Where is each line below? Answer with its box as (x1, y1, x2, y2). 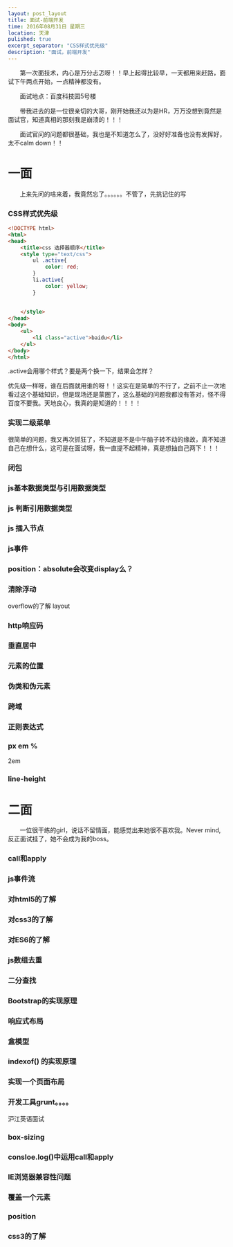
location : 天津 (8, 29, 50, 37)
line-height (8, 774, 46, 784)
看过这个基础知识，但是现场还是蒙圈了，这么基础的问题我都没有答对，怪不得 (8, 391, 226, 399)
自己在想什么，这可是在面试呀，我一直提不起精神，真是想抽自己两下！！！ (8, 444, 220, 452)
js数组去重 (8, 955, 43, 965)
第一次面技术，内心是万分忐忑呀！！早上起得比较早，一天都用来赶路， (19, 69, 220, 77)
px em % (8, 742, 38, 751)
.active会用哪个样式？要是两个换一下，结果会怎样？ (8, 367, 154, 375)
